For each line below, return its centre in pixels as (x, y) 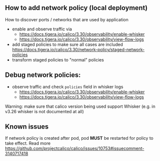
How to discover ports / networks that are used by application (67, 19)
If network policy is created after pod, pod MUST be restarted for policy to (79, 138)
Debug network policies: (43, 75)
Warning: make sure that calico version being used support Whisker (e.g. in (80, 106)
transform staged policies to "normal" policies (58, 59)
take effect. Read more (28, 143)
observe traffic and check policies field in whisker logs (68, 87)
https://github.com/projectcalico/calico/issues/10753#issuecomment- (75, 148)
